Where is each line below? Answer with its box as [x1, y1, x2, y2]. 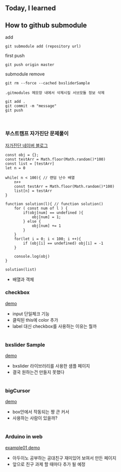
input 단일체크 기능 [12, 311, 50, 317]
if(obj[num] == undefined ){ [23, 210, 84, 215]
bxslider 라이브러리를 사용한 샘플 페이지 [12, 363, 90, 369]
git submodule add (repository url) [5, 44, 81, 49]
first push [5, 52, 25, 59]
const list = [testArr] [5, 161, 55, 166]
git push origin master [5, 62, 55, 67]
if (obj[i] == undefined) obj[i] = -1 [23, 241, 104, 246]
